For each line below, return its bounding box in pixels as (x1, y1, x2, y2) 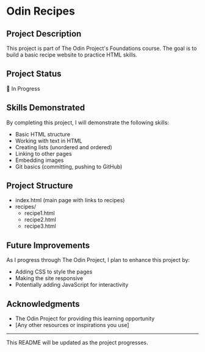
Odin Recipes (6, 4, 75, 18)
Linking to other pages (15, 150, 72, 157)
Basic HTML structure (15, 130, 71, 138)
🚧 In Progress (6, 85, 41, 92)
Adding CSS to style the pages (15, 268, 93, 275)
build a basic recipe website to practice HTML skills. (6, 51, 137, 58)
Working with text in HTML (15, 137, 82, 144)
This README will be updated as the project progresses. (6, 339, 148, 347)
